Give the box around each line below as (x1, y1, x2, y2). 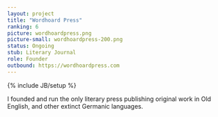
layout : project (7, 10, 54, 17)
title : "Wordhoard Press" (7, 17, 82, 24)
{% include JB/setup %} (7, 81, 77, 89)
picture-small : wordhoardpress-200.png (7, 36, 123, 43)
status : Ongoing (7, 42, 54, 49)
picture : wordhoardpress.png (7, 29, 92, 37)
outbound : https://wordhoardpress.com (7, 62, 120, 69)
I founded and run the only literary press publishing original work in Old (7, 95, 211, 103)
